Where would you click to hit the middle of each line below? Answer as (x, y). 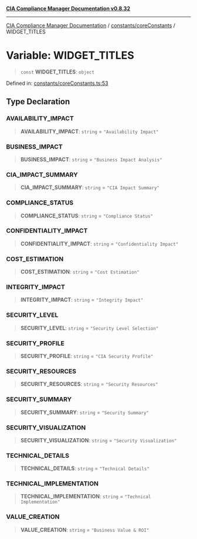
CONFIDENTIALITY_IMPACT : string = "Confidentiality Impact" (99, 243)
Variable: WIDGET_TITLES (70, 56)
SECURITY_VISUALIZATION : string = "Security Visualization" (98, 440)
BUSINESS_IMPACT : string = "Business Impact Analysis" (91, 159)
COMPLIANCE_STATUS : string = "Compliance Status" (87, 216)
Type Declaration (38, 102)
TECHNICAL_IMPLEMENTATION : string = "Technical (86, 497)
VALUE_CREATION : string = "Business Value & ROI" (85, 530)
